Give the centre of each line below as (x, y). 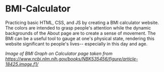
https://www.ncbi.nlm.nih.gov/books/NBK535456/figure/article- (72, 58)
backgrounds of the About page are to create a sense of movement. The (80, 33)
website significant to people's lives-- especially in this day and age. (76, 43)
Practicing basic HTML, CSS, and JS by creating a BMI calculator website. (82, 22)
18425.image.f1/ (22, 64)
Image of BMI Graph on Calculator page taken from (59, 53)
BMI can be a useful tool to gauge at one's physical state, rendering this (80, 38)
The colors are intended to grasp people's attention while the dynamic (78, 27)
